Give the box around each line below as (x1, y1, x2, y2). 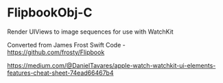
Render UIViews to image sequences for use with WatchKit (7, 27, 174, 36)
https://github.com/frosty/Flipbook (7, 48, 105, 56)
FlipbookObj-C (7, 5, 93, 21)
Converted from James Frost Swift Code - (7, 40, 126, 49)
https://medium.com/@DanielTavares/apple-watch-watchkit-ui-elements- (7, 61, 216, 69)
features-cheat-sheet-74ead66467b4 (7, 69, 114, 77)
